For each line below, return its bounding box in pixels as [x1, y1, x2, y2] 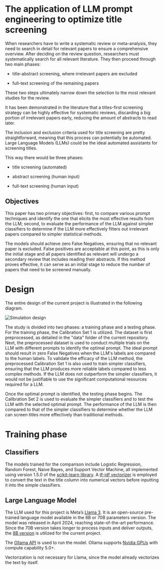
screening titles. [5, 145, 38, 151]
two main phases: [5, 61, 41, 67]
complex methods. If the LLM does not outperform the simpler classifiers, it [5, 371, 157, 377]
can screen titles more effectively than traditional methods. [5, 411, 124, 417]
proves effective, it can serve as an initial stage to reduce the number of [5, 261, 150, 267]
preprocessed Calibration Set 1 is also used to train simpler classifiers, [5, 360, 147, 366]
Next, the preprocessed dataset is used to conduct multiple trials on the [5, 339, 150, 346]
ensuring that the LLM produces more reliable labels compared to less [5, 366, 147, 372]
